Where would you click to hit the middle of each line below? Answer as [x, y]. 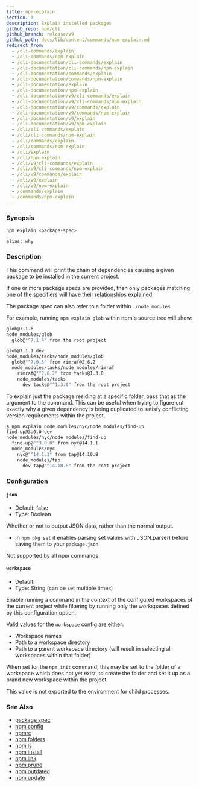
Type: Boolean [33, 514]
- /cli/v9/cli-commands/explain [52, 163]
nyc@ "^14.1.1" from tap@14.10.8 [58, 454]
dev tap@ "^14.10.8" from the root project [76, 466]
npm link [26, 759]
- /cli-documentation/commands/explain [62, 74]
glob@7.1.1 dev [25, 351]
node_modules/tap [39, 460]
